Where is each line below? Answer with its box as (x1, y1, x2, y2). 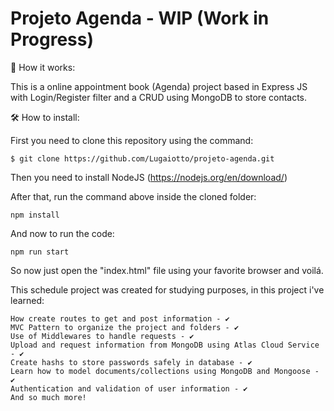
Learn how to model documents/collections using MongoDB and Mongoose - (10, 366, 320, 376)
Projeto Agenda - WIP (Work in (10, 7, 270, 30)
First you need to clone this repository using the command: (10, 134, 254, 146)
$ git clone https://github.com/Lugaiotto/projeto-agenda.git (10, 153, 275, 164)
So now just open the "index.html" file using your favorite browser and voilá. (10, 264, 324, 276)
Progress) (10, 28, 95, 51)
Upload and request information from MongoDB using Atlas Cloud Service (10, 340, 320, 350)
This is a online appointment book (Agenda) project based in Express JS (10, 80, 308, 92)
